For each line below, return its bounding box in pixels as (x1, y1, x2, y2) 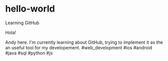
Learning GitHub (5, 20, 39, 26)
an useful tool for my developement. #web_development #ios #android (5, 44, 152, 50)
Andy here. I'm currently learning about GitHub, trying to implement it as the (5, 39, 163, 45)
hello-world (5, 3, 55, 15)
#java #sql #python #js (5, 50, 53, 56)
